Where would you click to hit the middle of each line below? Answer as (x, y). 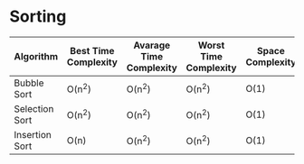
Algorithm (36, 56)
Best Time (92, 50)
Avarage (152, 45)
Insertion (33, 134)
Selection (34, 108)
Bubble (29, 83)
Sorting (38, 17)
